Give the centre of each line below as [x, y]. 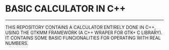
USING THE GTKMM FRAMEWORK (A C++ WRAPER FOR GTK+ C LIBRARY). [84, 32]
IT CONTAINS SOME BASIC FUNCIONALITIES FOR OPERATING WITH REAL [83, 37]
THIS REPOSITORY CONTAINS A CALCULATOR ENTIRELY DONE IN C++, [80, 27]
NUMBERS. [17, 43]
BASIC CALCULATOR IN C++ [65, 9]
